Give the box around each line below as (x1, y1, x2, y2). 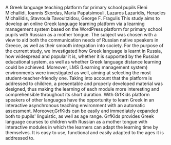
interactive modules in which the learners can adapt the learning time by (5, 124, 158, 130)
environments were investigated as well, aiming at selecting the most (5, 70, 151, 76)
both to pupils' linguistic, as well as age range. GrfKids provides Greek (5, 113, 154, 119)
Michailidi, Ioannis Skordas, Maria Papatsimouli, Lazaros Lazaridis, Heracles (5, 10, 166, 16)
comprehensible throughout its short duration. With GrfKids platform (5, 92, 150, 97)
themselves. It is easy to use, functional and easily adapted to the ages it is (5, 130, 164, 135)
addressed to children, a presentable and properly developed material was (5, 80, 163, 87)
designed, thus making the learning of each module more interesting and (5, 86, 160, 92)
